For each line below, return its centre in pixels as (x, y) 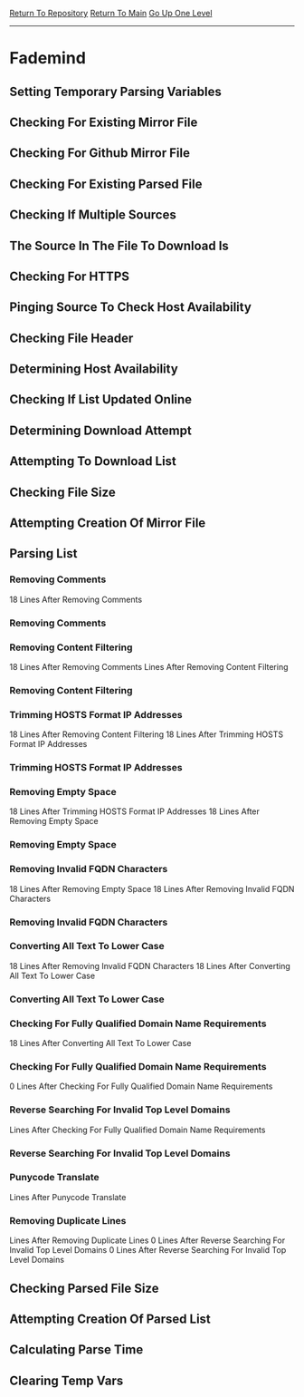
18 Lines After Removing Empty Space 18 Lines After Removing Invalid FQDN (152, 888)
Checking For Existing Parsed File (106, 184)
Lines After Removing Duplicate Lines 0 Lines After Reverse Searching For (147, 1240)
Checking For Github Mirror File (100, 153)
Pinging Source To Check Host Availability (130, 307)
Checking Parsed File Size (84, 1288)
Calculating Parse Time (76, 1350)
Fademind (47, 58)
